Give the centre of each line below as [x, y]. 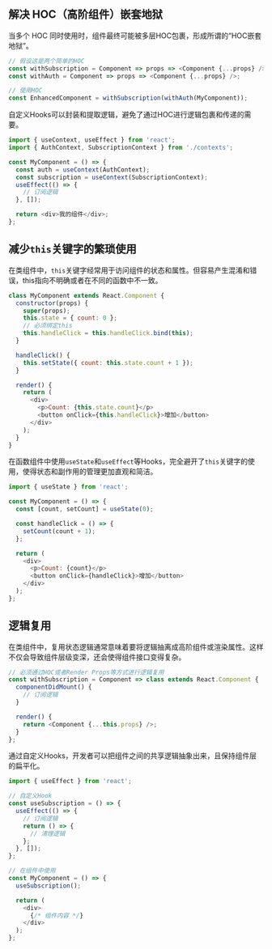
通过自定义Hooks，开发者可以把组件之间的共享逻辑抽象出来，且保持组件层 [133, 756]
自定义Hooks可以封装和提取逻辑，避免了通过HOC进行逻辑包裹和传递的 [126, 115]
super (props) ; [47, 311]
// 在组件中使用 [32, 871]
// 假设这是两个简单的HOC [47, 61]
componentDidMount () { [54, 687]
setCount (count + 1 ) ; [59, 531]
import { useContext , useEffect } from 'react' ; [92, 140]
